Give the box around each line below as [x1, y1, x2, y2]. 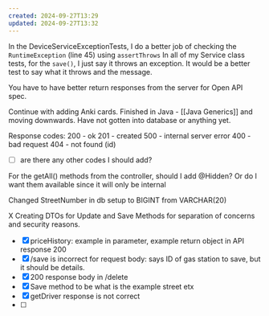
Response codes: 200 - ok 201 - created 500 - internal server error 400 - [8, 130, 251, 141]
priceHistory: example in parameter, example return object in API [30, 236, 245, 245]
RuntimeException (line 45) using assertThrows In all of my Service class [8, 50, 245, 60]
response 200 [19, 244, 67, 254]
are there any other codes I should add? [19, 154, 153, 165]
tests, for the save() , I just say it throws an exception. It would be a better [8, 58, 251, 68]
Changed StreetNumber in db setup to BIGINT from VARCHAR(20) [8, 195, 227, 205]
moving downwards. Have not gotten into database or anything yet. [8, 115, 231, 125]
